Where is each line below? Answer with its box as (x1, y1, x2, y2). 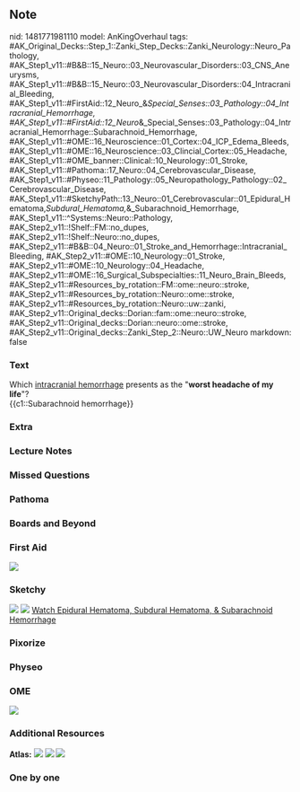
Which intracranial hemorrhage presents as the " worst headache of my (9, 379, 274, 390)
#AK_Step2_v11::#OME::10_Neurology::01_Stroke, (46, 251, 226, 261)
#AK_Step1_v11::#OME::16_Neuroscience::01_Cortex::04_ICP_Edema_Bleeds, (9, 136, 289, 146)
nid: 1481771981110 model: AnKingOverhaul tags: (9, 31, 189, 41)
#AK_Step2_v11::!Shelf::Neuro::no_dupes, (9, 231, 160, 242)
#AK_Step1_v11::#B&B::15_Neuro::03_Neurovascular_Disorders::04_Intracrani (9, 78, 291, 89)
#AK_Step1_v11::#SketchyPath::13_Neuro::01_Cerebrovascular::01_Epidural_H (9, 193, 291, 204)
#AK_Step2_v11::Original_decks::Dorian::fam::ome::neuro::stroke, (9, 307, 247, 318)
